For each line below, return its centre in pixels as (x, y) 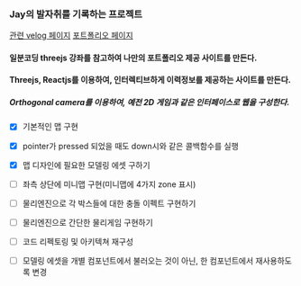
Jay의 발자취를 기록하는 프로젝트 (76, 13)
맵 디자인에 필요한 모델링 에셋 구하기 (86, 165)
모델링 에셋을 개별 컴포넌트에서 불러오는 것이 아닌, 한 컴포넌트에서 (138, 260)
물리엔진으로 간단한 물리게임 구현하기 (87, 222)
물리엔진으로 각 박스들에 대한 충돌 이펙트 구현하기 (109, 203)
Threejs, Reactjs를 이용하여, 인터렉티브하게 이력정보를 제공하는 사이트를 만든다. (150, 80)
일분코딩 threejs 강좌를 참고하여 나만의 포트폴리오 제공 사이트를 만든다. (133, 58)
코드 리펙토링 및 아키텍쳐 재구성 (78, 241)
